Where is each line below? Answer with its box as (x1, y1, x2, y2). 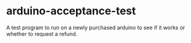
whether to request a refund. (6, 30, 78, 37)
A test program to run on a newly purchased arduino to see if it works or (6, 24, 186, 31)
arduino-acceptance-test (6, 4, 136, 18)
